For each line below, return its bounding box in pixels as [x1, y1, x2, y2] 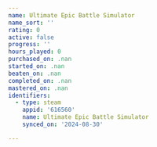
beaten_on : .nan [8, 70, 61, 77]
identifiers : [8, 91, 51, 99]
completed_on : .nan [8, 77, 72, 84]
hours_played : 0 [8, 48, 61, 56]
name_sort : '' [8, 19, 55, 27]
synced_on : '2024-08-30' [22, 120, 104, 128]
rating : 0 [8, 26, 41, 34]
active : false [8, 33, 55, 41]
